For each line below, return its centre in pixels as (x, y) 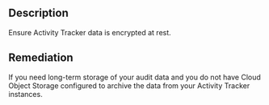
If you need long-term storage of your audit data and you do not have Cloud (134, 77)
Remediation (41, 58)
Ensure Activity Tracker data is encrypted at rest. (90, 32)
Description (38, 13)
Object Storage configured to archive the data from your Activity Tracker (129, 85)
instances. (25, 94)
